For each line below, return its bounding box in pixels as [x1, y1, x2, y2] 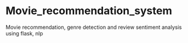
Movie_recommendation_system [5, 4, 172, 18]
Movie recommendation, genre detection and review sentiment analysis [5, 24, 182, 31]
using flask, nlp [5, 29, 43, 37]
